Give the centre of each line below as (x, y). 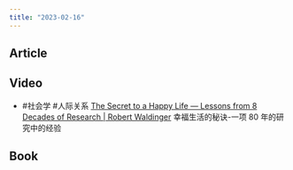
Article (28, 54)
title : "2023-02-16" (47, 17)
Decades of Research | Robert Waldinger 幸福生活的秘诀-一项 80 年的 (149, 117)
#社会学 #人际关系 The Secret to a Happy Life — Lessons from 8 (139, 105)
